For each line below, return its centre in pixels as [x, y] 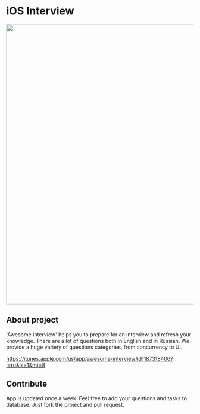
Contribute [27, 384]
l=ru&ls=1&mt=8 [26, 365]
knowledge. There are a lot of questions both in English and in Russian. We [98, 341]
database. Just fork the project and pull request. [65, 404]
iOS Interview [40, 11]
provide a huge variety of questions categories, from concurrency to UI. [94, 347]
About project [32, 320]
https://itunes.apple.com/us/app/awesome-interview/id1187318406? [90, 358]
